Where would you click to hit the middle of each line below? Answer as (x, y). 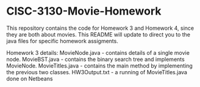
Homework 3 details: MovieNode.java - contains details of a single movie (98, 52)
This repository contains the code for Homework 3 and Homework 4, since (100, 28)
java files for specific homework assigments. (62, 41)
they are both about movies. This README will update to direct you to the (98, 34)
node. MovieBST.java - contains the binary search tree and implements (95, 59)
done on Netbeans (30, 78)
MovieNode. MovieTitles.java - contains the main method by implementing (100, 66)
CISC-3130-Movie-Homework (84, 11)
